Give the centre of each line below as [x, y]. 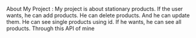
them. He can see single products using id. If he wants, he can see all [94, 22]
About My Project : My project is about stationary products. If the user [95, 9]
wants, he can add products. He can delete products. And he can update [98, 15]
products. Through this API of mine [51, 28]
